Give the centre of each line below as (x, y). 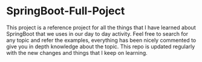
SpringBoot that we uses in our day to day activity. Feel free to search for (97, 33)
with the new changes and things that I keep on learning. (77, 52)
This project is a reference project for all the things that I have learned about (101, 27)
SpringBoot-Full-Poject (66, 11)
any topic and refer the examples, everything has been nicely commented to (101, 40)
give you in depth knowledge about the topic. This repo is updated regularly (101, 46)
